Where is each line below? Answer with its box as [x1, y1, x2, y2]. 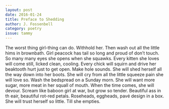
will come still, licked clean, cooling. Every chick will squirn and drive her [5, 61, 156, 67]
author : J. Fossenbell [5, 21, 53, 27]
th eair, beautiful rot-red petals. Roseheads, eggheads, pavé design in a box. [5, 93, 164, 99]
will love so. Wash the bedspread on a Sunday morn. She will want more [5, 77, 155, 83]
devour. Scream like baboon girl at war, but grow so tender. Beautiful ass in [5, 88, 161, 93]
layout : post [5, 7, 33, 13]
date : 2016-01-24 [5, 12, 42, 17]
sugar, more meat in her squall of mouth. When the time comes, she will [5, 82, 154, 88]
